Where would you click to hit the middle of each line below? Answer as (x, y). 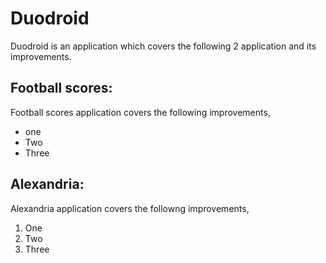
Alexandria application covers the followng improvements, (130, 208)
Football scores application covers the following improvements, (140, 112)
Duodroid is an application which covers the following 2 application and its (163, 46)
